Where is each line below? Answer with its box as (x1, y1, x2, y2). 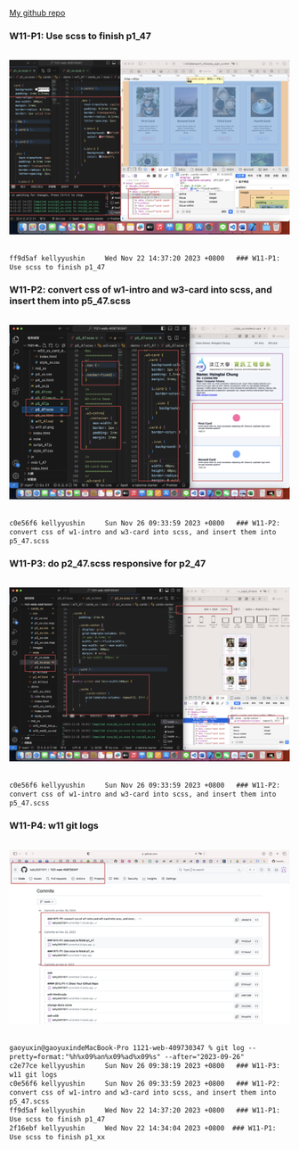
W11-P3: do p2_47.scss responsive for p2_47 (9, 557, 206, 569)
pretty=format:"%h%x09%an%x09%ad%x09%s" (9, 1053, 162, 1062)
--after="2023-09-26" (164, 1053, 245, 1062)
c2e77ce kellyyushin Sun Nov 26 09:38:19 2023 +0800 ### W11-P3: (9, 1062, 280, 1071)
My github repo (9, 8, 66, 18)
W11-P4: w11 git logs (9, 820, 100, 832)
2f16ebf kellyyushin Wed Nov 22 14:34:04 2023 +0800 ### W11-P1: (9, 1124, 277, 1133)
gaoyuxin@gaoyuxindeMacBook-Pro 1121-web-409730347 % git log (9, 1044, 245, 1053)
